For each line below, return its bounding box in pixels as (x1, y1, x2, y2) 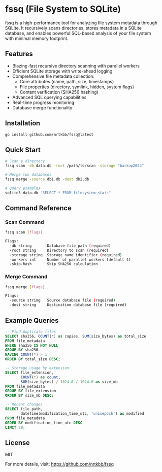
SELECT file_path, (5, 406, 43, 412)
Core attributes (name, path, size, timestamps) (19, 78, 114, 84)
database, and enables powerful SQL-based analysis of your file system (5, 30, 151, 36)
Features (5, 50, 33, 58)
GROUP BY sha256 (5, 347, 38, 353)
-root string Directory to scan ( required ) (9, 248, 109, 253)
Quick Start (5, 145, 41, 154)
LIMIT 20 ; (5, 425, 26, 430)
